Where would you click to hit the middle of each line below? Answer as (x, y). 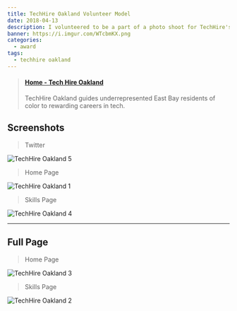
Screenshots (36, 128)
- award (25, 47)
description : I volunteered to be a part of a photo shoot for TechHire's (120, 27)
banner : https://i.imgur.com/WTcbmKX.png (69, 34)
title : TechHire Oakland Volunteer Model (69, 14)
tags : (15, 54)
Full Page (28, 242)
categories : (25, 40)
